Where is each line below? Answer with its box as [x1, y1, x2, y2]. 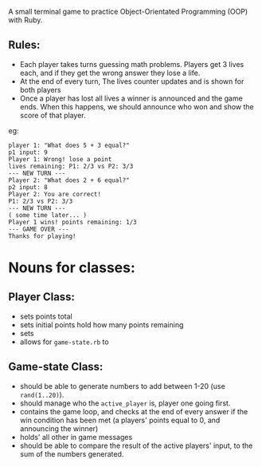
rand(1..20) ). [19, 390, 65, 399]
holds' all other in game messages [19, 432, 133, 441]
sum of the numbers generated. [19, 449, 124, 458]
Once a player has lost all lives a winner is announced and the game [19, 93, 243, 103]
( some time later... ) [8, 211, 88, 219]
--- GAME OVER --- [8, 225, 69, 233]
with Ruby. [8, 15, 43, 25]
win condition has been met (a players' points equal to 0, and [19, 415, 221, 425]
